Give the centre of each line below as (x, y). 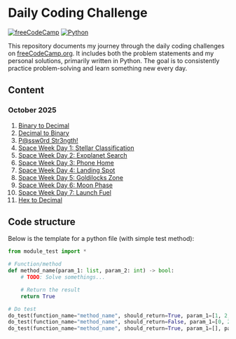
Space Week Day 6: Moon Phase (65, 185)
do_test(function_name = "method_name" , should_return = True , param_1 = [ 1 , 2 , (119, 316)
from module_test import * (47, 251)
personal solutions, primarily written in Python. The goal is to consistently (114, 60)
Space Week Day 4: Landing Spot (67, 170)
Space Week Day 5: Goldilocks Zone (70, 177)
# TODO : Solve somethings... (63, 277)
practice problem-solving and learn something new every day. (98, 68)
